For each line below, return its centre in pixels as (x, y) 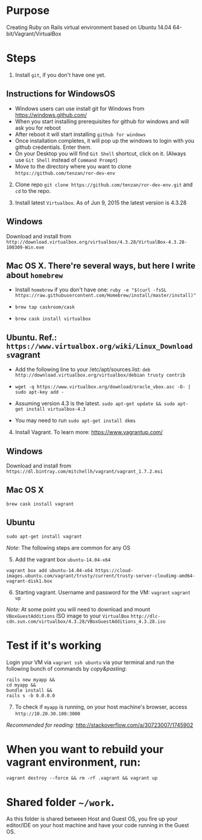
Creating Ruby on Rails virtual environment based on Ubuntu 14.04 (89, 27)
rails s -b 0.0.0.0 (31, 695)
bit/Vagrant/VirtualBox (34, 33)
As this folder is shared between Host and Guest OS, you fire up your (92, 819)
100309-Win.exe (25, 247)
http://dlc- (146, 616)
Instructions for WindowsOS (61, 94)
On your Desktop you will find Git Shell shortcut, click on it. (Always (100, 153)
